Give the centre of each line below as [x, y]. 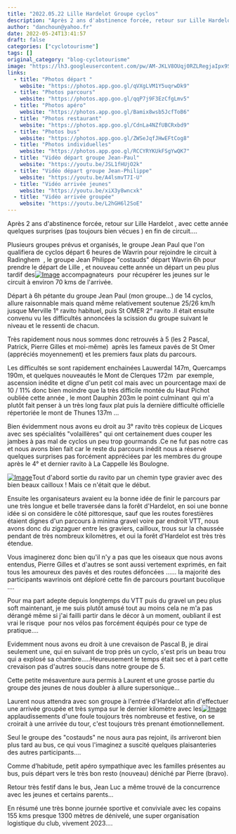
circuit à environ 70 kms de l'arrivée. [60, 282]
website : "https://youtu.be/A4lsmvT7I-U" [81, 177]
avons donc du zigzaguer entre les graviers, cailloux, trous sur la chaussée [116, 528]
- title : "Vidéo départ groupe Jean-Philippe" [83, 171]
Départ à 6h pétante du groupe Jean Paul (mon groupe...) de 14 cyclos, [110, 296]
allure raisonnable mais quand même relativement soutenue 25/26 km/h [111, 303]
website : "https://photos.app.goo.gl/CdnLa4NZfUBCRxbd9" [105, 125]
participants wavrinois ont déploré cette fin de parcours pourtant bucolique [116, 579]
